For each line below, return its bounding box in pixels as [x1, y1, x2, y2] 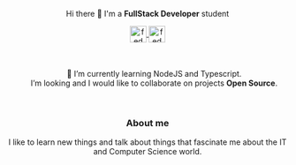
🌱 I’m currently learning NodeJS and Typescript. [66, 69, 242, 79]
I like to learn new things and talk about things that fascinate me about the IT [8, 137, 287, 147]
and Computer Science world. [93, 146, 202, 157]
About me [125, 116, 170, 129]
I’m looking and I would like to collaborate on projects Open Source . [30, 78, 278, 88]
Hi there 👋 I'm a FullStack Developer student [65, 9, 230, 19]
